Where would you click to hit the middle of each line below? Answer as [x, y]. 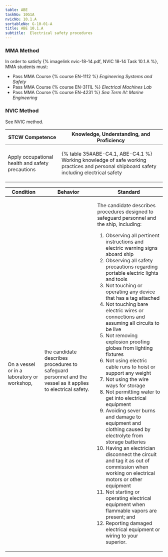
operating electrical [128, 498]
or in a [15, 370]
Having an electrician [130, 448]
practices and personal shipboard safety [109, 166]
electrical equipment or [133, 529]
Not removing [122, 335]
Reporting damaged [129, 523]
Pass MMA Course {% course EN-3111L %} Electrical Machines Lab [82, 87]
